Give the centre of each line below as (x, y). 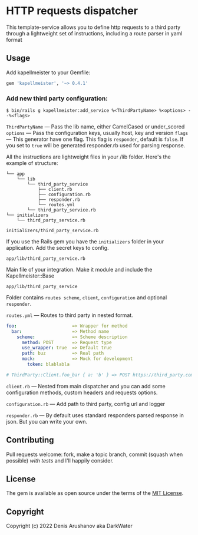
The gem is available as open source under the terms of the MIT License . (95, 493)
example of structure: (32, 163)
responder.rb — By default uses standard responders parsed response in (95, 415)
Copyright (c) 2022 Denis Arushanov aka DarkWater (69, 526)
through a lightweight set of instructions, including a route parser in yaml (94, 33)
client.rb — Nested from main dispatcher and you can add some (86, 386)
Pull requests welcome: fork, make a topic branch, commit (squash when (95, 454)
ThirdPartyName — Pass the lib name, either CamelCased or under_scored (95, 126)
